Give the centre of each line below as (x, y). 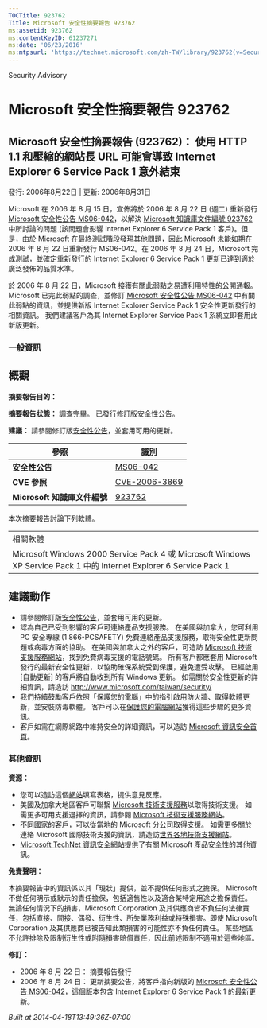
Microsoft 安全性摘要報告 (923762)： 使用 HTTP (128, 141)
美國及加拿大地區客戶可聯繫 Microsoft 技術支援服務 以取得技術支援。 (132, 805)
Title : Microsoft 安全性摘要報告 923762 (72, 23)
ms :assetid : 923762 (41, 30)
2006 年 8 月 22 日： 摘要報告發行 (76, 972)
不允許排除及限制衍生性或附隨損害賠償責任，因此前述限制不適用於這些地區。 (133, 937)
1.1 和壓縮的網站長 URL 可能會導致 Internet (112, 156)
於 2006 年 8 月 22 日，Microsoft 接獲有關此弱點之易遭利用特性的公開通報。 (133, 285)
